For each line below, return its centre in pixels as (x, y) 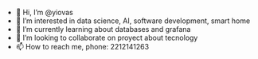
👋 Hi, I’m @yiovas (44, 12)
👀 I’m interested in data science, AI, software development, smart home (133, 21)
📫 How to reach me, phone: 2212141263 (82, 47)
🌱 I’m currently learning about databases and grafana (103, 29)
